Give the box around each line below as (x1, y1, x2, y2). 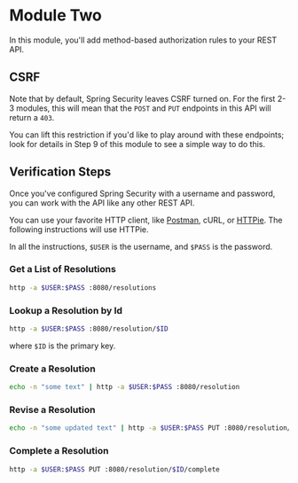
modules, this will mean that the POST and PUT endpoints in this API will (16, 103, 272, 113)
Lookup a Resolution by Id (9, 304, 122, 316)
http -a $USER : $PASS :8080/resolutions (9, 283, 157, 292)
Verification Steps (9, 165, 112, 180)
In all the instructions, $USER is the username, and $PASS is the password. (9, 241, 273, 252)
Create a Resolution (9, 362, 96, 375)
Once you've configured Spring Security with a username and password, (9, 188, 276, 199)
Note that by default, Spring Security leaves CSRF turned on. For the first (9, 93, 276, 104)
